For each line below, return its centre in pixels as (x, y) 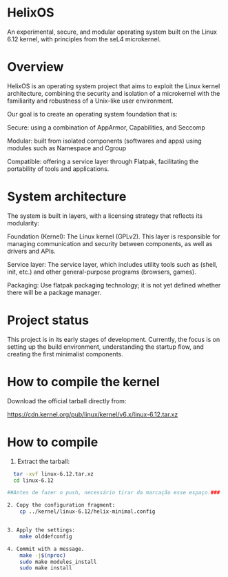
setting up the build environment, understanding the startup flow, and (106, 347)
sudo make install (46, 568)
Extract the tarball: (43, 461)
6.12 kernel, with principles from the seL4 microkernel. (84, 39)
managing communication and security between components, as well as (110, 243)
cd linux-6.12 (33, 480)
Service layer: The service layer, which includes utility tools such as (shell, (113, 264)
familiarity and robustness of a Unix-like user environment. (90, 101)
